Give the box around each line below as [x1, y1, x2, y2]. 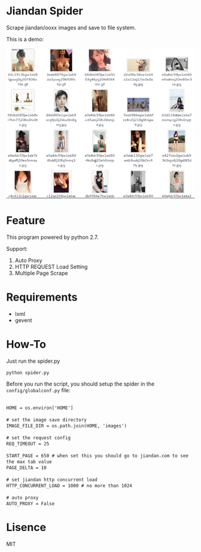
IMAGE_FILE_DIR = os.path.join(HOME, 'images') [6, 423, 127, 429]
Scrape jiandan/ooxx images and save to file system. [6, 24, 136, 31]
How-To [6, 337, 47, 351]
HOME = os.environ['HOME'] [6, 405, 74, 411]
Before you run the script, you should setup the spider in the [6, 380, 155, 387]
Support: [6, 245, 28, 252]
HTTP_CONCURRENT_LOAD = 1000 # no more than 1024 [6, 483, 133, 489]
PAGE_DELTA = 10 [6, 465, 47, 471]
